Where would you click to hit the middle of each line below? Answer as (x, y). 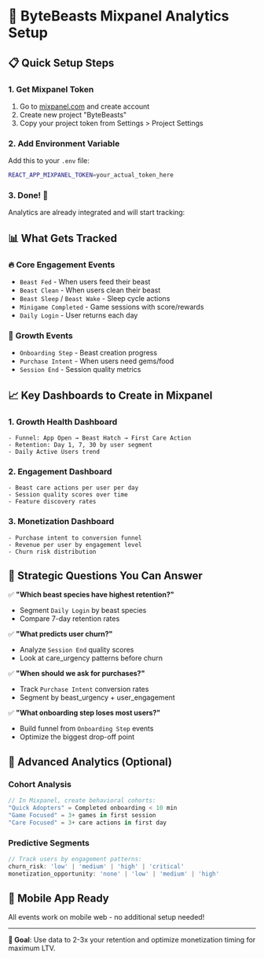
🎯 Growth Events (40, 336)
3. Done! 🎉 (28, 195)
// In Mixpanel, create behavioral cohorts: (82, 801)
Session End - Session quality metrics (80, 370)
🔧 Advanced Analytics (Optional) (90, 762)
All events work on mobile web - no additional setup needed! (106, 917)
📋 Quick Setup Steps (61, 63)
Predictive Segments (49, 842)
